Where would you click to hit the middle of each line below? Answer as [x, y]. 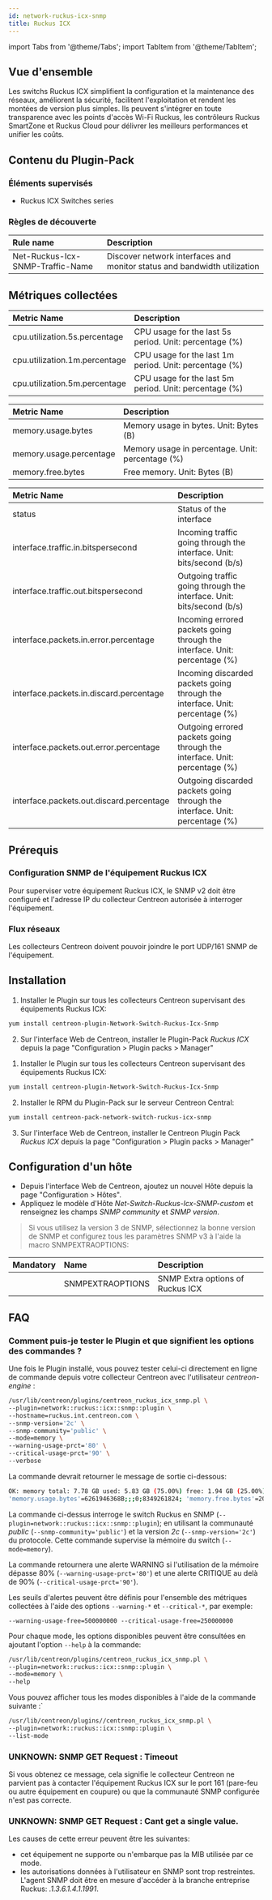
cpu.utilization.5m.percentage [70, 383]
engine [20, 1386]
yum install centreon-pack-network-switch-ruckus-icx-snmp [110, 1117]
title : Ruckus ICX [39, 24]
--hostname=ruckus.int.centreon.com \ [74, 1415]
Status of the [202, 509]
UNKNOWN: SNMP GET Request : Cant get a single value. [123, 1821]
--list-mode [28, 1735]
